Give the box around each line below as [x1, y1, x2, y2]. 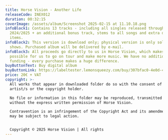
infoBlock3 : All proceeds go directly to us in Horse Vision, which [5, 49, 151, 54]
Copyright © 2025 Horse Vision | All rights [9, 127, 104, 132]
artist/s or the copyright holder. [9, 86, 84, 91]
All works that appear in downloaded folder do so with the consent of [9, 81, 162, 86]
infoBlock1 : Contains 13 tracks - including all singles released [5, 26, 146, 31]
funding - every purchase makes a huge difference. [9, 58, 120, 63]
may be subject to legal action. [9, 113, 79, 119]
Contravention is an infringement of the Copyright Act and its [9, 109, 146, 114]
